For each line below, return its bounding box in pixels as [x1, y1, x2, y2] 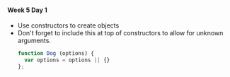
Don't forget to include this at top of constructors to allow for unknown [17, 29, 224, 37]
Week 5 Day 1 [7, 6, 47, 14]
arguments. [17, 36, 52, 45]
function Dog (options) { [17, 50, 94, 57]
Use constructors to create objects [17, 21, 120, 30]
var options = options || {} [24, 57, 110, 64]
